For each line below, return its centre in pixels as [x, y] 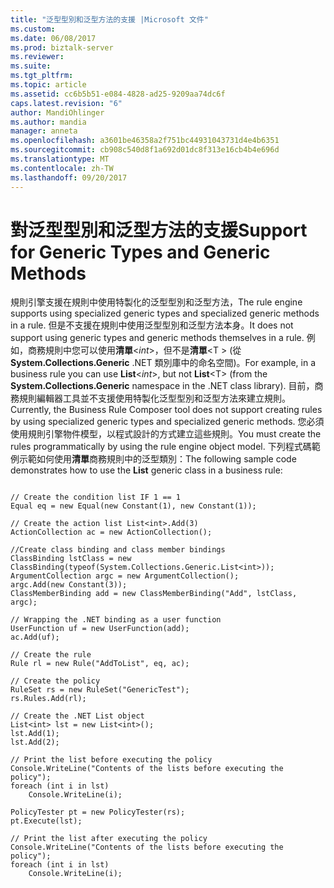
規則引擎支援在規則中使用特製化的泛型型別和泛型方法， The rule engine [156, 302]
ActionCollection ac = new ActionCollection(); [111, 532]
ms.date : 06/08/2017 [53, 38]
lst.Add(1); [35, 734]
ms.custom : [33, 29]
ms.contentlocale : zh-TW [62, 168]
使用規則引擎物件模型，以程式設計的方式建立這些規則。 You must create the [166, 434]
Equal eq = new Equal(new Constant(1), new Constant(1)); [133, 506]
